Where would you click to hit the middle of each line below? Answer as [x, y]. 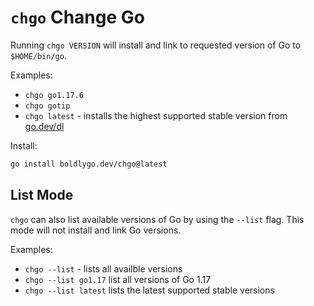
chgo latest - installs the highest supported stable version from [156, 115]
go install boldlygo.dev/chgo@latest [89, 164]
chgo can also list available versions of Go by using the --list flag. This [157, 219]
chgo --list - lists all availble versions [103, 268]
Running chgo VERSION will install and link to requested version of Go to [156, 45]
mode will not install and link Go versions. [96, 230]
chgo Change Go [77, 17]
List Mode [42, 195]
